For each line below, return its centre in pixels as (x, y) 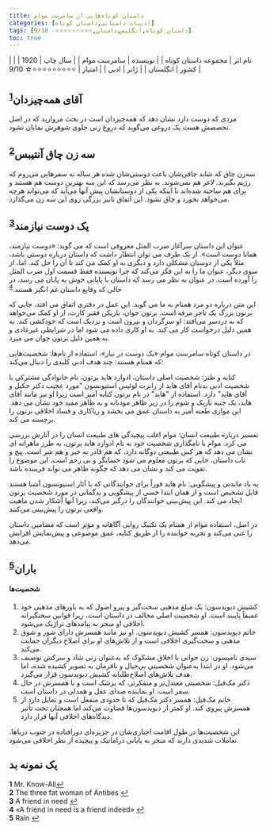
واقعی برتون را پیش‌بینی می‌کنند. (56, 509)
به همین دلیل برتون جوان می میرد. (59, 338)
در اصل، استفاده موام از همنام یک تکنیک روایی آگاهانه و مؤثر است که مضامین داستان (133, 525)
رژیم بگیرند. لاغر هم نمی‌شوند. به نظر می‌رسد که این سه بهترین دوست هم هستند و (130, 182)
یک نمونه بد (33, 765)
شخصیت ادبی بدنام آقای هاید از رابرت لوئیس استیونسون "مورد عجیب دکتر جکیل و (129, 386)
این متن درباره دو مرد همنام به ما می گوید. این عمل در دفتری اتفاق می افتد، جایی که (133, 304)
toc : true (25, 38)
